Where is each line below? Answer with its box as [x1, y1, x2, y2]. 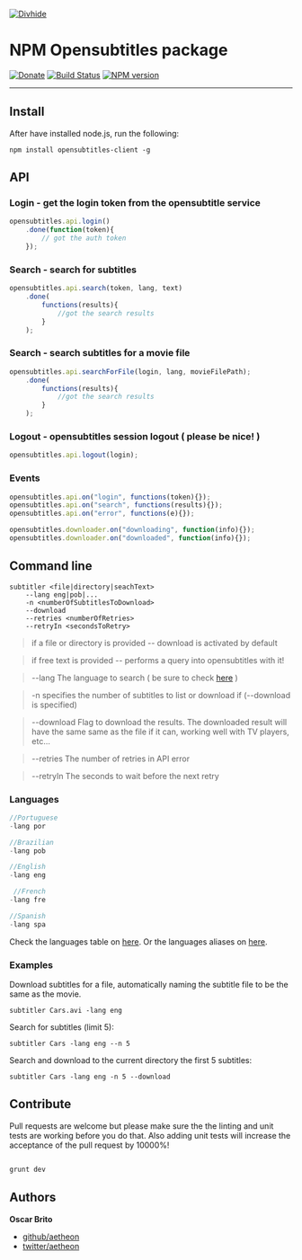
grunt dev [9, 1165, 47, 1174]
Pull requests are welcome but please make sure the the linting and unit [9, 1120, 274, 1131]
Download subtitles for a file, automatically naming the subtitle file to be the [9, 980, 289, 990]
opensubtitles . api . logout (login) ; [9, 450, 139, 460]
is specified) [31, 699, 78, 710]
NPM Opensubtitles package [9, 40, 228, 60]
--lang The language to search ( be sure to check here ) [31, 672, 238, 683]
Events [9, 472, 40, 484]
